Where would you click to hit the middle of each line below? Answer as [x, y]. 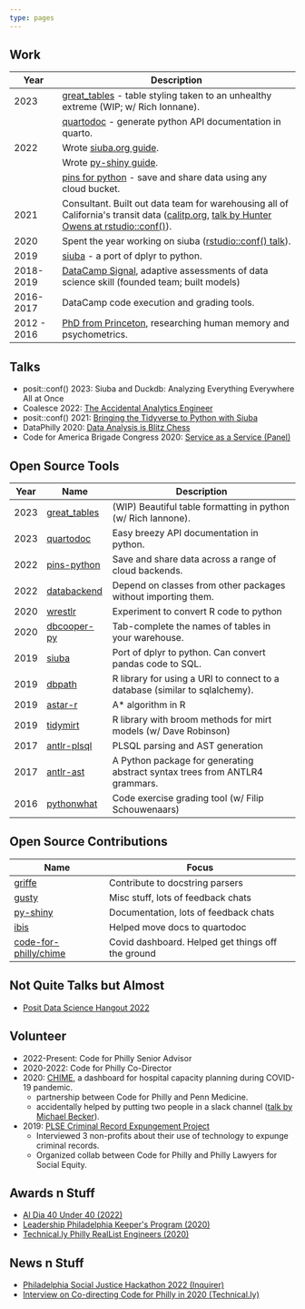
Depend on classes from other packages [199, 585]
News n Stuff [47, 1263]
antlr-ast [66, 772]
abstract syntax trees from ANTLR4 [187, 772]
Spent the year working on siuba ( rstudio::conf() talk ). [177, 241]
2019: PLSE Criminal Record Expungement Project [116, 1126]
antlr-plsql [69, 746]
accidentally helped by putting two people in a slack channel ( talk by [164, 1106]
